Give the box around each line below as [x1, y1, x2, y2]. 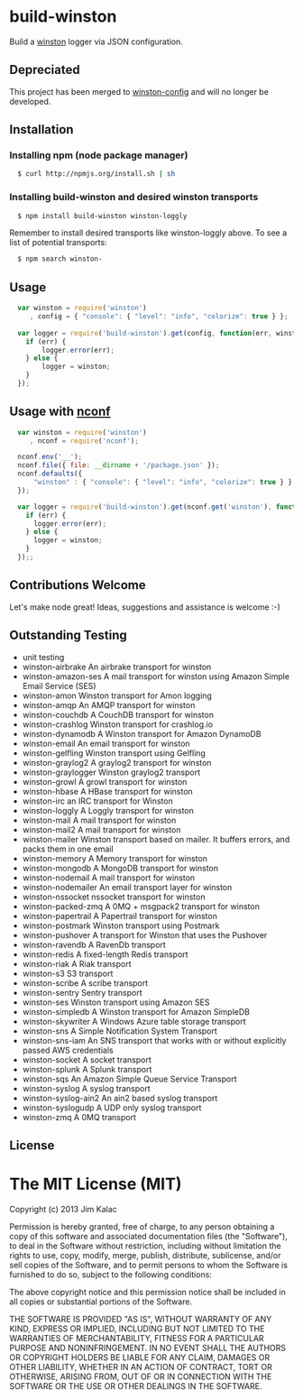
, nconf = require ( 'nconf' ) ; [29, 436, 140, 446]
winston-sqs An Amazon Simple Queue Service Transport [22, 1073, 237, 1084]
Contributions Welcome [9, 577, 146, 593]
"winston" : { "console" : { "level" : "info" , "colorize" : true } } [32, 478, 293, 487]
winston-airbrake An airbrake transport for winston [22, 661, 212, 672]
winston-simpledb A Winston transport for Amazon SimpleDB [22, 1006, 251, 1017]
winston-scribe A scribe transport [22, 977, 149, 989]
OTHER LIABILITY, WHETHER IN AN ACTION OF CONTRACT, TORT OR [9, 1361, 272, 1372]
